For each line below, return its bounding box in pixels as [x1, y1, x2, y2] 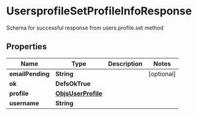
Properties [6, 42, 47, 52]
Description [108, 59, 143, 67]
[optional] [148, 69, 176, 78]
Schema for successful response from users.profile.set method [6, 24, 164, 31]
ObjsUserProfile [55, 89, 103, 98]
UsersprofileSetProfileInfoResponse [6, 4, 192, 18]
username [9, 99, 39, 107]
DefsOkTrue [55, 79, 91, 88]
